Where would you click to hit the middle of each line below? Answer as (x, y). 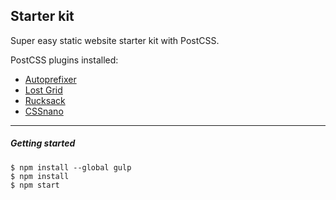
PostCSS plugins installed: (64, 60)
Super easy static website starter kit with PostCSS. (115, 40)
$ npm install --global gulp (71, 167)
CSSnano (44, 111)
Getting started (43, 143)
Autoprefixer (50, 79)
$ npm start (35, 185)
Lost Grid (43, 90)
